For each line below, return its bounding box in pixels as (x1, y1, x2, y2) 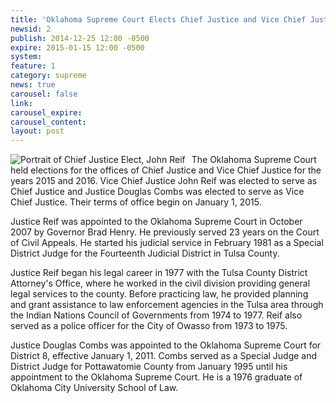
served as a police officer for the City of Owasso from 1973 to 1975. (10, 320, 288, 332)
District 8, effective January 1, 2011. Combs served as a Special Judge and (10, 350, 318, 362)
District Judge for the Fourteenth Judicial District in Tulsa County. (10, 247, 280, 260)
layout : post (10, 126, 65, 136)
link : (10, 98, 33, 108)
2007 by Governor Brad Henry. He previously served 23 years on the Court (10, 226, 320, 238)
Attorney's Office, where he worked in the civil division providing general (10, 277, 311, 290)
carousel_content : (10, 117, 87, 127)
